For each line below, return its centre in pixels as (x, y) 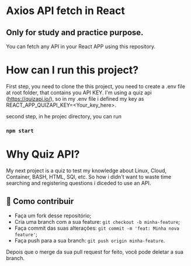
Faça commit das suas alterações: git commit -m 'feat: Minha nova (97, 228)
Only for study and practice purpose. (75, 33)
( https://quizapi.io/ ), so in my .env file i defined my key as (75, 98)
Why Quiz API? (43, 154)
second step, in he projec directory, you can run (64, 116)
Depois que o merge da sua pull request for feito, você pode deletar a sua (95, 252)
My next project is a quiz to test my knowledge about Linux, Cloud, (86, 170)
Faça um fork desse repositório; (53, 216)
